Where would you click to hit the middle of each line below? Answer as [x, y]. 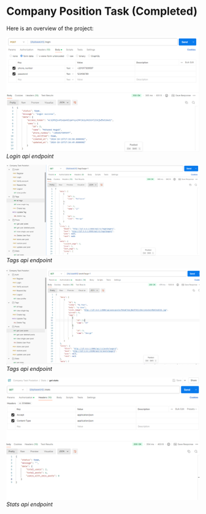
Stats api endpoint [30, 504]
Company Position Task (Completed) [102, 11]
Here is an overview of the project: [50, 28]
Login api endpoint [30, 156]
